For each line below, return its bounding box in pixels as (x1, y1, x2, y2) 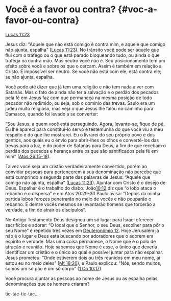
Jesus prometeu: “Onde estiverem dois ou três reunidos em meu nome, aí (5, 254, 161, 261)
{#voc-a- (117, 4, 158, 15)
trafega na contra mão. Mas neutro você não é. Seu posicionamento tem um (5, 57, 165, 63)
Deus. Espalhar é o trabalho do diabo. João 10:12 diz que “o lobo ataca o (5, 185, 157, 191)
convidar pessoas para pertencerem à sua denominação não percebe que (5, 169, 161, 175)
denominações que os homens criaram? (5, 281, 90, 287)
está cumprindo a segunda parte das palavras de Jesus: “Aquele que (5, 174, 151, 180)
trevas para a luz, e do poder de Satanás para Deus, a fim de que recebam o (5, 142, 166, 149)
